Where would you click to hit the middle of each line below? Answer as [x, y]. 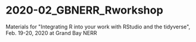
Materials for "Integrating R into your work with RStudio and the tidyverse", [98, 27]
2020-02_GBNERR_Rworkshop [84, 10]
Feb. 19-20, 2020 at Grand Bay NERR [51, 33]
